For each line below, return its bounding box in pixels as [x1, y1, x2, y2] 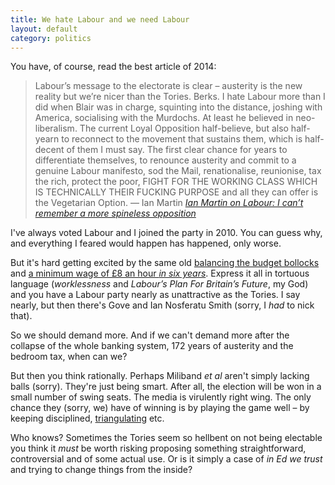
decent [34, 144, 65, 156]
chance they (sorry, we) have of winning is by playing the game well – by [10, 402, 310, 414]
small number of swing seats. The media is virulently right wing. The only [10, 391, 312, 403]
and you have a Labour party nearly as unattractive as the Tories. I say [10, 289, 301, 301]
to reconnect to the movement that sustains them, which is [61, 133, 303, 145]
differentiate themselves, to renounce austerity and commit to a [34, 154, 297, 166]
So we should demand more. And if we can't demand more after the [10, 329, 290, 341]
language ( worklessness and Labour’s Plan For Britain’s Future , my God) [10, 278, 309, 290]
